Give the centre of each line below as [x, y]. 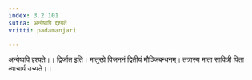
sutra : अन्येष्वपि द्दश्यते [38, 23]
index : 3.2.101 [34, 15]
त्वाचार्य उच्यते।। [30, 69]
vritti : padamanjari [43, 30]
